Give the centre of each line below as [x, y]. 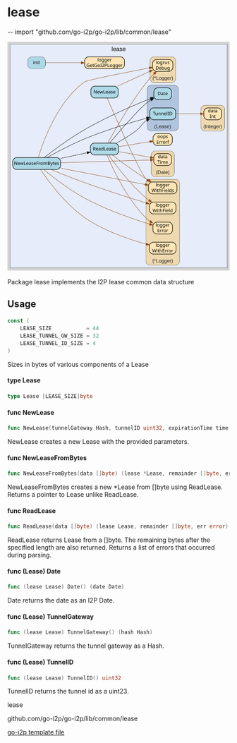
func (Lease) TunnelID [41, 662]
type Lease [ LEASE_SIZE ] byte [50, 397]
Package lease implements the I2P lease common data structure [101, 282]
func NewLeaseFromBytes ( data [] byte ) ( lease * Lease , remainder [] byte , [115, 473]
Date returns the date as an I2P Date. [61, 600]
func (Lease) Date [34, 571]
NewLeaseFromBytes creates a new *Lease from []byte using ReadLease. [115, 487]
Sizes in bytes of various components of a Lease [78, 364]
